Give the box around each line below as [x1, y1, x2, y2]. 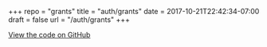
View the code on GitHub [8, 31, 91, 39]
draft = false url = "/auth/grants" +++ [8, 15, 130, 24]
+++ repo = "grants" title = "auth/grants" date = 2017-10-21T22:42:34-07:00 [8, 7, 260, 16]
